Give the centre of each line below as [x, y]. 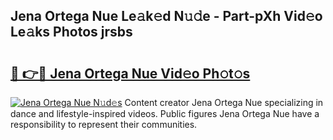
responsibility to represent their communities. [104, 124]
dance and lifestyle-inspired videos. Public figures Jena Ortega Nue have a [165, 113]
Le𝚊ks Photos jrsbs [71, 32]
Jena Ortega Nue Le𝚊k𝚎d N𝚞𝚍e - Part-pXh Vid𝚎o [166, 16]
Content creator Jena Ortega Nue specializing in [224, 102]
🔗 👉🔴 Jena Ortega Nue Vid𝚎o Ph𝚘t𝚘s [130, 73]
